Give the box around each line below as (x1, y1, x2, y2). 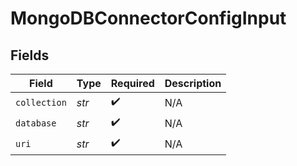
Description (164, 77, 222, 90)
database (15, 117, 57, 129)
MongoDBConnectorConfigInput (10, 7, 287, 30)
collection (15, 97, 67, 108)
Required (110, 77, 155, 90)
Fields (10, 47, 50, 64)
